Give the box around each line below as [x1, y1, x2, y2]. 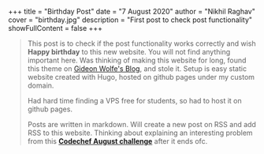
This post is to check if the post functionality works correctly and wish [27, 39, 256, 48]
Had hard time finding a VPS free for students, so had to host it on [27, 96, 242, 105]
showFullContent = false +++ [8, 24, 103, 32]
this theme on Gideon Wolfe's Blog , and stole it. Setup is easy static [27, 64, 247, 73]
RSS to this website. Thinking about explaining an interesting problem [27, 128, 254, 137]
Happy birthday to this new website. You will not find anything [27, 47, 231, 56]
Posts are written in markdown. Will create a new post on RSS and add [27, 120, 256, 129]
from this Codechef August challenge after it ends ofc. [27, 137, 208, 145]
